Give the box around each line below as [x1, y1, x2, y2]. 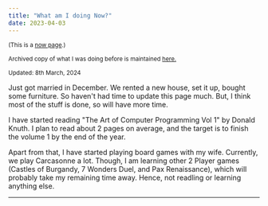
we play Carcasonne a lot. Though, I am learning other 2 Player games [8, 156, 239, 165]
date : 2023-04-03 [8, 19, 66, 27]
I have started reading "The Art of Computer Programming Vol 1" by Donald [8, 115, 255, 124]
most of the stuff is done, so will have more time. [8, 99, 169, 109]
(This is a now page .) [8, 41, 66, 49]
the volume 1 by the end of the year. [8, 132, 126, 142]
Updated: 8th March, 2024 [8, 68, 81, 76]
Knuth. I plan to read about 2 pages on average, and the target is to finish [8, 123, 249, 133]
